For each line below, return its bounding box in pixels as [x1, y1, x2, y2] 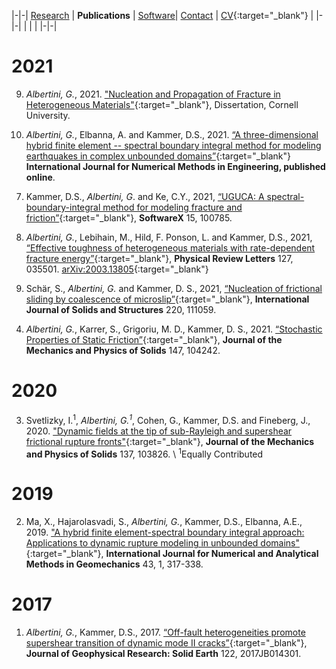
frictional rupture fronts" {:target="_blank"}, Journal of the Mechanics [25, 435, 315, 447]
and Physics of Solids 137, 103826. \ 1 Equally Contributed [25, 446, 264, 460]
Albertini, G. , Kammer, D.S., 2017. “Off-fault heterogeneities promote [25, 626, 306, 639]
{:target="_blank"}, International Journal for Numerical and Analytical [25, 548, 319, 560]
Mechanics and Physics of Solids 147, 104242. [25, 344, 221, 356]
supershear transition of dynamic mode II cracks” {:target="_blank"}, [25, 637, 308, 649]
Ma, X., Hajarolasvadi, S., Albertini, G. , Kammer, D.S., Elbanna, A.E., [25, 516, 303, 528]
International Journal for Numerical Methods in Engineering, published [25, 160, 326, 172]
